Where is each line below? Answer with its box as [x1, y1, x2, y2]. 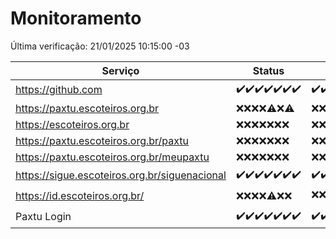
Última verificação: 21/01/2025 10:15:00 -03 [10, 40, 190, 52]
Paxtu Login [15, 210, 72, 224]
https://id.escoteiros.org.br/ [15, 189, 145, 203]
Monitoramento [10, 7, 142, 30]
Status [252, 63, 285, 77]
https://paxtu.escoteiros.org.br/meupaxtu [15, 150, 210, 164]
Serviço [101, 63, 140, 77]
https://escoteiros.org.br [15, 117, 130, 131]
